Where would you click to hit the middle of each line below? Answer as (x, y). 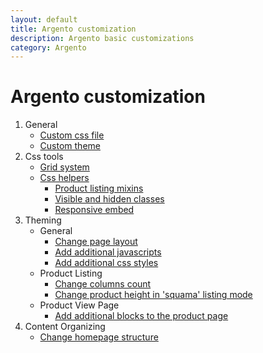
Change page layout (96, 242)
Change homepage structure (99, 337)
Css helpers (64, 178)
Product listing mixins (99, 188)
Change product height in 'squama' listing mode (153, 295)
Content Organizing (65, 327)
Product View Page (79, 305)
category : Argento (48, 47)
